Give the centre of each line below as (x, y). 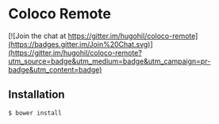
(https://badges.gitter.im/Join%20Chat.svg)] (81, 44)
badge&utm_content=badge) (55, 69)
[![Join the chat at (37, 36)
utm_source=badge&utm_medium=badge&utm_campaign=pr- (109, 61)
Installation (36, 95)
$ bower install (35, 113)
